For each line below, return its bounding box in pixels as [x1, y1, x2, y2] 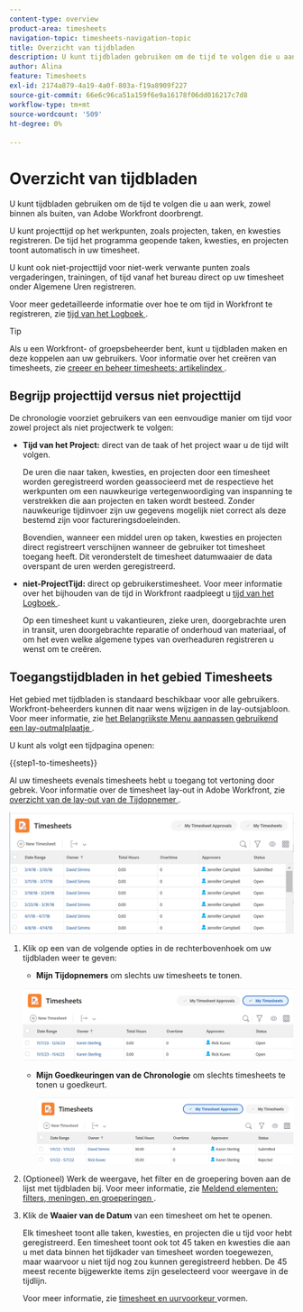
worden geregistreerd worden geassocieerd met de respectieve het [22, 476, 274, 487]
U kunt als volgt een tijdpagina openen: [9, 739, 155, 750]
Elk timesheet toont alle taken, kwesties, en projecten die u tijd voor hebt [22, 1227, 293, 1239]
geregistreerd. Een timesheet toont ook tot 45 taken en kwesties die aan [22, 1237, 290, 1248]
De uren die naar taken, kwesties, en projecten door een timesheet [22, 466, 271, 477]
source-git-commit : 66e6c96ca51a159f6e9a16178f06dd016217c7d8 [9, 90, 248, 99]
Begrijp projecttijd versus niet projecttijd [9, 389, 242, 404]
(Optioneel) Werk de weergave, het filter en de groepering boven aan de [22, 1173, 291, 1185]
